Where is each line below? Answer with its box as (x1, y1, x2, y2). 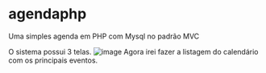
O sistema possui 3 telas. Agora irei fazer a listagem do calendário (8, 47, 259, 56)
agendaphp (8, 5, 87, 23)
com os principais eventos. (8, 55, 98, 65)
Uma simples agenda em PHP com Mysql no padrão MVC (8, 31, 200, 41)
